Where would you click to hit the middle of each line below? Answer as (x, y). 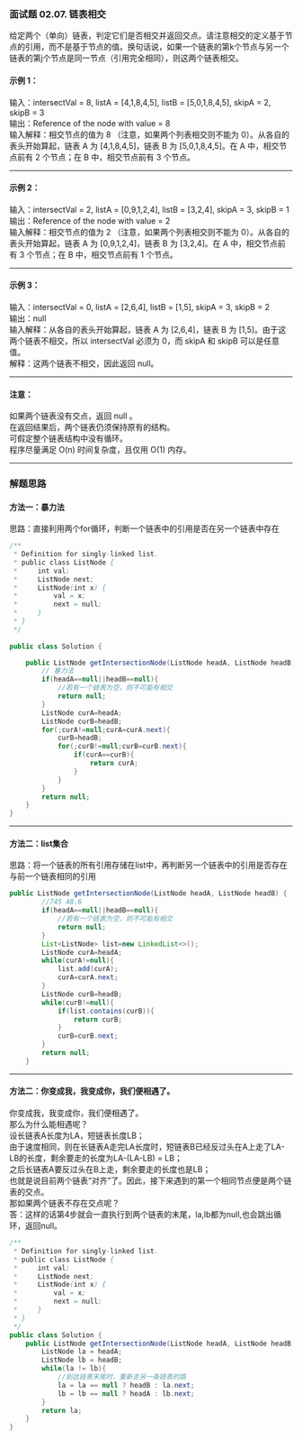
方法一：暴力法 (37, 507)
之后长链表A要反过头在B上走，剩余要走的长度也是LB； (110, 1169)
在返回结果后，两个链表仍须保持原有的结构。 (92, 427)
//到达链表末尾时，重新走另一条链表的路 (122, 1377)
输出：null (28, 318)
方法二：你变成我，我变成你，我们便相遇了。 (92, 1091)
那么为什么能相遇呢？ (49, 1124)
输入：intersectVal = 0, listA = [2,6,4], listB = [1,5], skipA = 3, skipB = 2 (140, 307)
